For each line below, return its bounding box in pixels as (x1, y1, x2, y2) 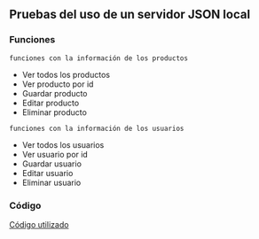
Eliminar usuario (21, 177, 82, 188)
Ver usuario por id (21, 149, 89, 159)
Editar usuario (21, 167, 74, 178)
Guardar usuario (21, 158, 82, 169)
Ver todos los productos (21, 69, 111, 80)
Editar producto (21, 97, 80, 108)
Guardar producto (21, 88, 88, 98)
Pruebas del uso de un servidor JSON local (9, 7, 251, 22)
